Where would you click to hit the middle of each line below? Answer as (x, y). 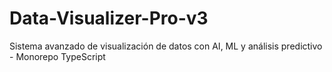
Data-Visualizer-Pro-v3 (109, 18)
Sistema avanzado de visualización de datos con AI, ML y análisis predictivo (166, 46)
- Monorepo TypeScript (57, 56)
